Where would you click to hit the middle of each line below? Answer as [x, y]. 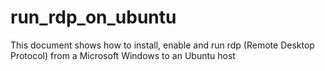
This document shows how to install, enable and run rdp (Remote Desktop [162, 45]
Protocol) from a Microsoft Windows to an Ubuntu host [123, 55]
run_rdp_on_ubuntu [93, 17]
